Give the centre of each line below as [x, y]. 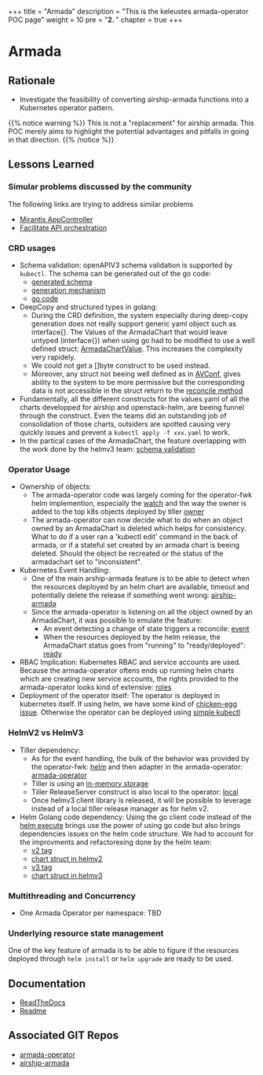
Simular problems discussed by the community [100, 187]
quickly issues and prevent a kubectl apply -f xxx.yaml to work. [124, 432]
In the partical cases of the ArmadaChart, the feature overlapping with [133, 441]
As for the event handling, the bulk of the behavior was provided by [140, 758]
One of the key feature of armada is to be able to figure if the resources [124, 951]
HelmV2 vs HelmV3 [46, 733]
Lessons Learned [51, 164]
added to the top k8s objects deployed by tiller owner [117, 512]
